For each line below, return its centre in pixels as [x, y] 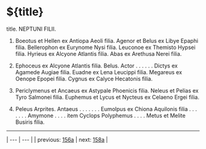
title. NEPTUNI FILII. [31, 29]
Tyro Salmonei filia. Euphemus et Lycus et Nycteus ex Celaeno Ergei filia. [107, 97]
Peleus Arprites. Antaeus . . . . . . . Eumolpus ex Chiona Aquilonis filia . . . [106, 109]
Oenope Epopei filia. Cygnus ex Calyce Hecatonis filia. [84, 78]
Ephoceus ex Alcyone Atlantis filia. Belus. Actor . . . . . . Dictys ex [96, 66]
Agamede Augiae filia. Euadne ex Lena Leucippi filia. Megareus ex [99, 72]
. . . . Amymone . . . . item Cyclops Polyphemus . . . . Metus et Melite [100, 115]
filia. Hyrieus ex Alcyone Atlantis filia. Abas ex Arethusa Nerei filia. [98, 53]
